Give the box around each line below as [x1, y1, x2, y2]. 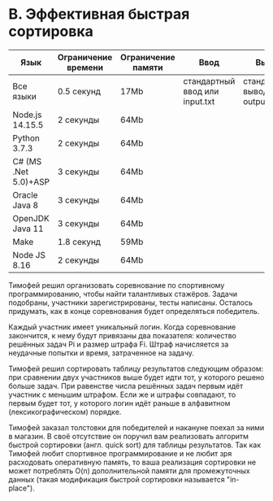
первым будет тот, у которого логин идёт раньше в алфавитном [8, 398, 231, 407]
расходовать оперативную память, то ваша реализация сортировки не [8, 457, 257, 467]
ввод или [183, 85, 219, 97]
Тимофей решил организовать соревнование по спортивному [8, 280, 225, 290]
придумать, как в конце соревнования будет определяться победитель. [8, 306, 260, 316]
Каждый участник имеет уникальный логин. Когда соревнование [8, 322, 236, 332]
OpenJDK [12, 212, 50, 224]
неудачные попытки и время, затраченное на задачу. [8, 347, 195, 358]
